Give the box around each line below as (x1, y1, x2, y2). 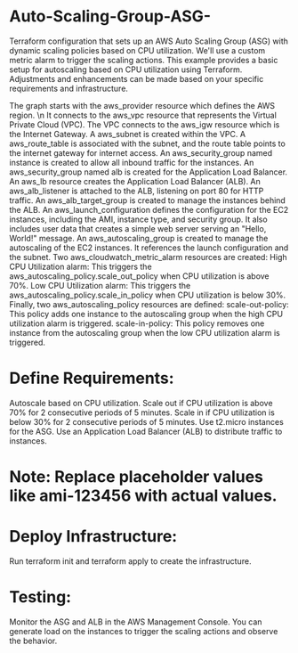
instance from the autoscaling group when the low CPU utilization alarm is (9, 327, 280, 338)
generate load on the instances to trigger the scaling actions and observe (9, 625, 278, 636)
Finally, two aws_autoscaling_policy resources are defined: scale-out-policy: (9, 298, 289, 309)
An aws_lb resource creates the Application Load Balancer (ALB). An (9, 175, 261, 186)
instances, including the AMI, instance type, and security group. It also (9, 214, 269, 224)
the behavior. (9, 635, 58, 646)
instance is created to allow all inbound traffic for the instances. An (9, 157, 254, 167)
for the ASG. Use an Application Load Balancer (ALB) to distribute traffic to (9, 426, 283, 437)
